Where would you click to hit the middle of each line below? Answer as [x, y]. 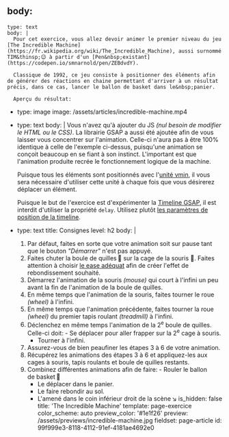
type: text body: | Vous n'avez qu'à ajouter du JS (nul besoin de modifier [119, 125]
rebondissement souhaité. [64, 273]
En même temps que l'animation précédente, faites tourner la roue [120, 309]
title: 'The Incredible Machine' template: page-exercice [114, 406]
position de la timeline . [49, 217]
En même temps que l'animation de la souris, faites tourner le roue [121, 295]
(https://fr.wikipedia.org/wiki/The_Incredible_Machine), [91, 51]
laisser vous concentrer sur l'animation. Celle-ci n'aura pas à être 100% [118, 139]
